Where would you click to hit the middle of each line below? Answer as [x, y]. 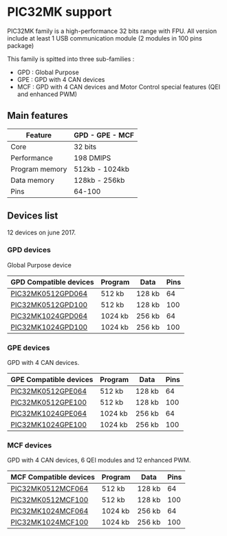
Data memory [33, 180]
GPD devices [29, 250]
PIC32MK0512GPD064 [49, 293]
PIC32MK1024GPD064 [49, 315]
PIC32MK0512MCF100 [50, 500]
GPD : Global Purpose [48, 72]
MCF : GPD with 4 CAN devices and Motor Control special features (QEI [119, 87]
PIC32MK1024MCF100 [50, 522]
